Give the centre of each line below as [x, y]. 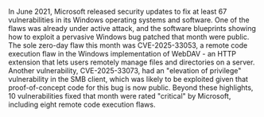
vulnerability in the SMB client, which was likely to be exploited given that [128, 79]
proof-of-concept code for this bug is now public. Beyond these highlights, [131, 88]
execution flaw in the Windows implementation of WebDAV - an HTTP [122, 54]
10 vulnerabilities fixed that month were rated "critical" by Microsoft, [120, 96]
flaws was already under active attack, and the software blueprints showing [132, 28]
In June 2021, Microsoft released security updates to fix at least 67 [118, 12]
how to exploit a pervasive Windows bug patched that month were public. [129, 37]
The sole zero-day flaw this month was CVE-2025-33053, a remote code [128, 45]
